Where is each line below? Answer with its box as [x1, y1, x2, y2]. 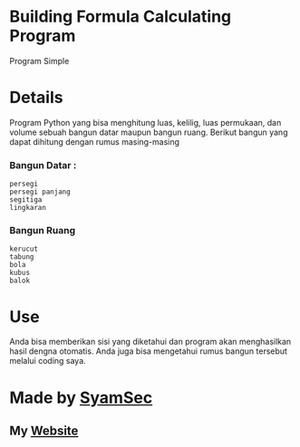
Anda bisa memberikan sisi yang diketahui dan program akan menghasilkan [9, 337, 292, 347]
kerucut [9, 244, 39, 254]
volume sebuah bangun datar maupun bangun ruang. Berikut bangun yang [9, 127, 288, 138]
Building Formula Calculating [9, 6, 232, 27]
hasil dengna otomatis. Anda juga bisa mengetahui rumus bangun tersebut [9, 346, 288, 357]
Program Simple [9, 55, 70, 66]
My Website [9, 423, 79, 438]
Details [9, 88, 63, 108]
